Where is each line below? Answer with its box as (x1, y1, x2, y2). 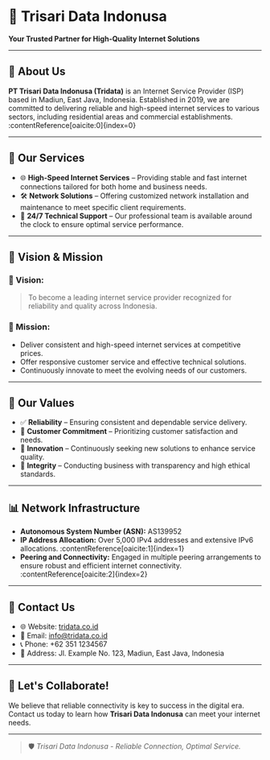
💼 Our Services (8, 151, 85, 165)
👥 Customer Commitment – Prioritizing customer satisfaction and (19, 427, 239, 436)
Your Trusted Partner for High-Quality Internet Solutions (8, 34, 200, 43)
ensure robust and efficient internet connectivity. (19, 561, 182, 571)
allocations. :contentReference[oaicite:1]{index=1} (19, 543, 185, 554)
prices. (19, 348, 43, 357)
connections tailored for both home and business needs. (19, 181, 207, 192)
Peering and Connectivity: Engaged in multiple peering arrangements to (19, 552, 261, 562)
